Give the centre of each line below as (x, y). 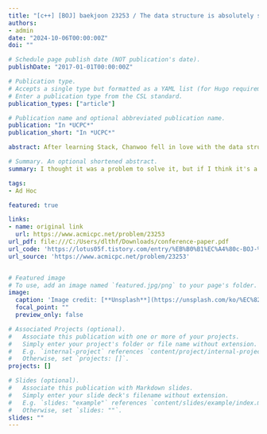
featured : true (33, 205)
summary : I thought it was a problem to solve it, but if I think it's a (133, 169)
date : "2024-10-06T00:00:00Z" (58, 38)
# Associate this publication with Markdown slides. (101, 388)
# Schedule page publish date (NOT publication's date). (104, 60)
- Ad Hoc (23, 191)
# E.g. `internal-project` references (76, 351)
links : (19, 220)
